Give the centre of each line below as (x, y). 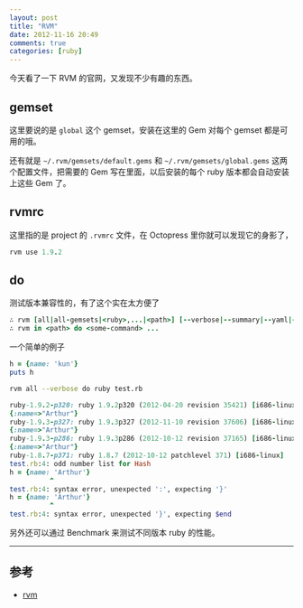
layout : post (34, 18)
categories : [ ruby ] (46, 51)
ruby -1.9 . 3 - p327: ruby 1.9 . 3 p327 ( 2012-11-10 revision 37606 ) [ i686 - (143, 422)
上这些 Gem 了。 (40, 182)
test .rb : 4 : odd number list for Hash (80, 463)
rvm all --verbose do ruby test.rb (76, 388)
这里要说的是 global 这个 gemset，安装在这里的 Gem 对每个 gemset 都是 (145, 130)
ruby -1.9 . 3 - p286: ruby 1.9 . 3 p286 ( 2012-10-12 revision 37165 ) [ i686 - (143, 439)
